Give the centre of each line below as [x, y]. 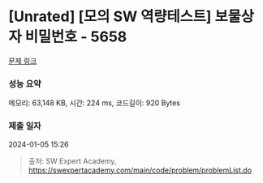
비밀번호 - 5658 [76, 37]
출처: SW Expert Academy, [72, 161]
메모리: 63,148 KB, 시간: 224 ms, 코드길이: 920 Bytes [95, 103]
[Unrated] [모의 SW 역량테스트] [110, 17]
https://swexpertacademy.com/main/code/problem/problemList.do [140, 170]
